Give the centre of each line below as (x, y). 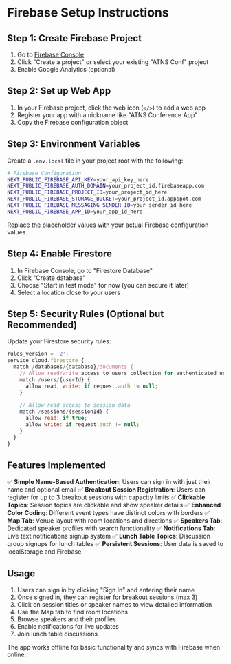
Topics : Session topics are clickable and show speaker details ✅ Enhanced (114, 505)
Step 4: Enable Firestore (59, 254)
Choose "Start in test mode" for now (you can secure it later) (103, 285)
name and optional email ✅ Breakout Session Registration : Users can (106, 490)
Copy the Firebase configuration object (73, 122)
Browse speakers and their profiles (67, 619)
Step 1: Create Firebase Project (75, 38)
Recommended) (42, 324)
